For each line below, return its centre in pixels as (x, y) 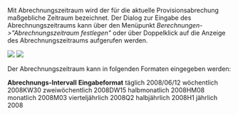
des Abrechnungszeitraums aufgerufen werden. (78, 40)
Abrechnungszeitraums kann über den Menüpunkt (81, 25)
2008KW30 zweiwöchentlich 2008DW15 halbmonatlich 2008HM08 (106, 90)
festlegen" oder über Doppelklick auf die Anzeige (153, 33)
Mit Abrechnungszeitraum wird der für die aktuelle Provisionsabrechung (113, 10)
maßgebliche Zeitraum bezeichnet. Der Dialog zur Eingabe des (99, 18)
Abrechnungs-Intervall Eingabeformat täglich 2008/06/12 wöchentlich (113, 82)
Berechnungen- (180, 25)
